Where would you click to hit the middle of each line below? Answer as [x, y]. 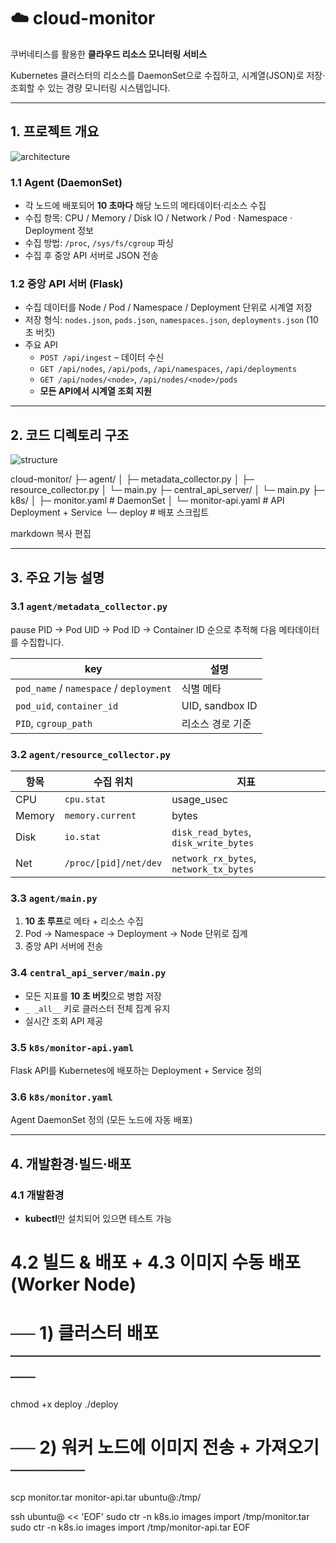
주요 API [41, 345]
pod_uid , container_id [67, 705]
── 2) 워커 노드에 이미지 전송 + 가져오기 [165, 1447]
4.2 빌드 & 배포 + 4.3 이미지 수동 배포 [155, 1262]
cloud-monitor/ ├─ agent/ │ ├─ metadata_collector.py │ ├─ [132, 479]
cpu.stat [85, 799]
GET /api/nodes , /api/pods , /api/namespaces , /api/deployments [168, 369]
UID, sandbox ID [219, 705]
